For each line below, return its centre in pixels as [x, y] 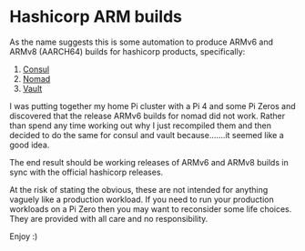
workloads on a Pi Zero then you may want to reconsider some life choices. [151, 209]
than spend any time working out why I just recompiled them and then [140, 125]
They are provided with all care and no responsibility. [109, 218]
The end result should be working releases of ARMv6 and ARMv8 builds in [149, 162]
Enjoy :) [24, 236]
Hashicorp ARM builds [96, 17]
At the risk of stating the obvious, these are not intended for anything [139, 189]
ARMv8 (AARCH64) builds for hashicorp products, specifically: [127, 51]
